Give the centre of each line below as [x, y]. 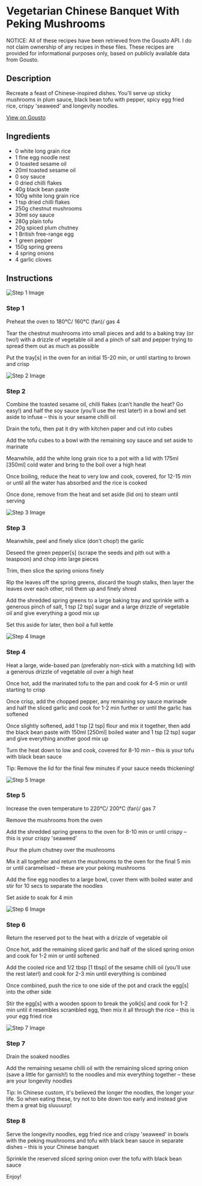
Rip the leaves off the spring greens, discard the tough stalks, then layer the [100, 582]
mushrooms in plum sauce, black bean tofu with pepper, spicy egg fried [95, 99]
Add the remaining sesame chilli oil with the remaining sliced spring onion [97, 1068]
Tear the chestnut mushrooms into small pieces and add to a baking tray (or [100, 333]
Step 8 [16, 1121]
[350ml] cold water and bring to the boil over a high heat [76, 465]
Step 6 [16, 925]
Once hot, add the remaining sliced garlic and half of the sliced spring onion [100, 949]
